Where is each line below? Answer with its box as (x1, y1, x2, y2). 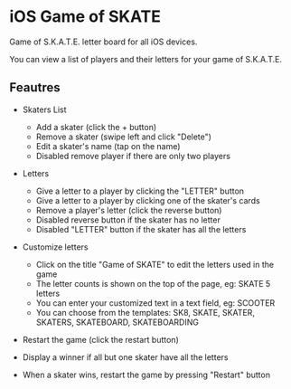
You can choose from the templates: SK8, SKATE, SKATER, (35, 307, 256, 318)
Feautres (9, 80, 61, 96)
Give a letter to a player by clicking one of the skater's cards (35, 194, 260, 205)
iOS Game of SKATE (9, 6, 161, 27)
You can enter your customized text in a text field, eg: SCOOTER (35, 297, 276, 308)
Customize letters (22, 242, 89, 252)
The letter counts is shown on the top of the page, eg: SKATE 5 (35, 278, 271, 289)
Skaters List (22, 104, 67, 115)
